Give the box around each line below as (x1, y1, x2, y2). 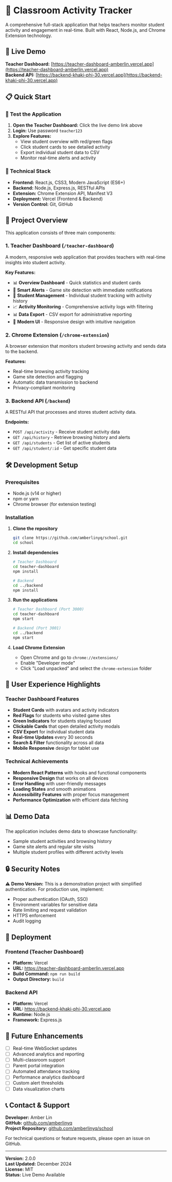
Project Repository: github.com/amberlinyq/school (5, 1125, 114, 1131)
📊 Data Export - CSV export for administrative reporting (12, 311, 132, 317)
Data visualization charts (12, 1086, 65, 1092)
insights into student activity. (5, 259, 66, 265)
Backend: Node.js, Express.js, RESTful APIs (12, 184, 105, 191)
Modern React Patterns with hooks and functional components (12, 769, 147, 775)
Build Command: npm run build (12, 970, 80, 977)
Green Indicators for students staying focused (12, 718, 111, 724)
